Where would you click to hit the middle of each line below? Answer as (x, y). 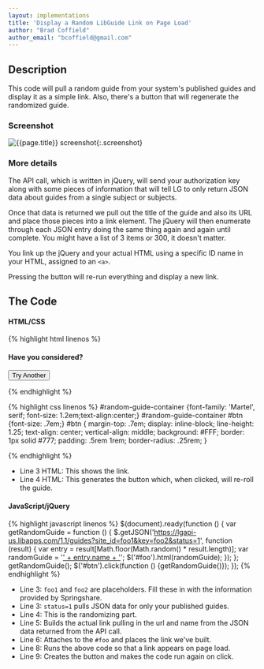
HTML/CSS (27, 321)
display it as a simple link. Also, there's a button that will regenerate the (123, 97)
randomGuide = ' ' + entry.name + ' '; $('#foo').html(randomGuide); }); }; (123, 557)
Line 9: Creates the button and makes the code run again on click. (126, 656)
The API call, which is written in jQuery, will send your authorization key (124, 180)
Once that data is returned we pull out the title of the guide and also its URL (130, 212)
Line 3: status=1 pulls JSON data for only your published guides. (125, 606)
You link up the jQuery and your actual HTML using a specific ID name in (126, 252)
